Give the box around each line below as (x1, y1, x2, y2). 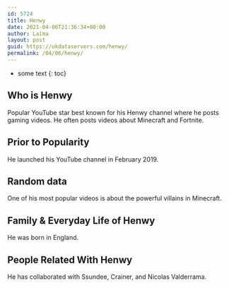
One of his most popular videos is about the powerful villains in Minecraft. (7, 194, 223, 203)
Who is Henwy (7, 90, 73, 102)
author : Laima (7, 30, 49, 37)
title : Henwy (7, 17, 46, 24)
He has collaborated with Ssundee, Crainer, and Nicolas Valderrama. (7, 272, 207, 281)
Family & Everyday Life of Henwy (7, 215, 155, 227)
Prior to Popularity (7, 136, 90, 148)
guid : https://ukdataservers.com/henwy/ (7, 43, 129, 50)
